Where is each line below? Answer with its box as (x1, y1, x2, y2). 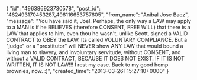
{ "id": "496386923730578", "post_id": (6, 5, 101, 12)
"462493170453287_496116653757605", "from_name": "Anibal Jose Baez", (6, 11, 189, 18)
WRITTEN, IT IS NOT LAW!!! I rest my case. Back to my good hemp (6, 61, 169, 68)
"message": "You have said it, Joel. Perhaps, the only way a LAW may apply (6, 18, 191, 24)
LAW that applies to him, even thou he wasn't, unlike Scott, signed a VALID (6, 30, 188, 37)
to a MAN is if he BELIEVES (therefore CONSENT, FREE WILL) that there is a (6, 24, 190, 31)
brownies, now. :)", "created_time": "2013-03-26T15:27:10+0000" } (6, 68, 169, 74)
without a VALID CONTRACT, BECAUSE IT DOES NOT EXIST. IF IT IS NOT (6, 55, 185, 62)
